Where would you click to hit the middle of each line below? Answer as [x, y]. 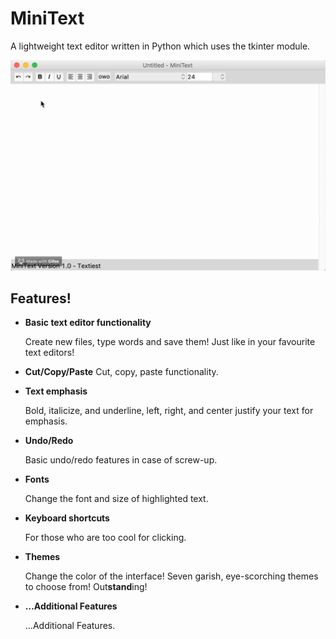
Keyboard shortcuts [67, 518]
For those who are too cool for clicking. [105, 538]
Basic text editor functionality [88, 323]
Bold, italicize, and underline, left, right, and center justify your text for [169, 411]
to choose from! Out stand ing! [86, 587]
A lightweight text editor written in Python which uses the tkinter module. [160, 46]
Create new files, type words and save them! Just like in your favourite [170, 342]
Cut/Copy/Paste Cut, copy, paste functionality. [121, 372]
